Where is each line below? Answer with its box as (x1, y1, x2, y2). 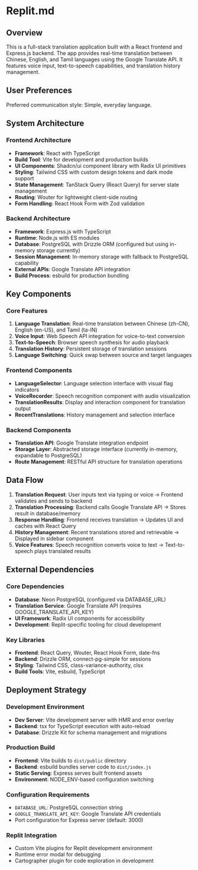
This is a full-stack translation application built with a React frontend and (6, 43, 183, 50)
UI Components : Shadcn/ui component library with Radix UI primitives (14, 162, 186, 169)
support (14, 174, 34, 181)
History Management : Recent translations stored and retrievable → (14, 528, 179, 535)
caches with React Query (14, 522, 77, 530)
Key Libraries (6, 635, 46, 644)
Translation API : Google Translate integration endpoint (14, 439, 149, 447)
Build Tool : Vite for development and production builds (14, 155, 149, 163)
